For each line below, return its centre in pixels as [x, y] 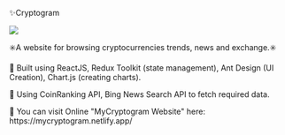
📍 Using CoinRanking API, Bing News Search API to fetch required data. [139, 94]
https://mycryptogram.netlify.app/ [71, 121]
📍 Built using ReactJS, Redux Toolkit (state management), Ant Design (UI [142, 68]
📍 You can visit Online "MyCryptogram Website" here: [108, 111]
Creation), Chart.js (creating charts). [75, 77]
